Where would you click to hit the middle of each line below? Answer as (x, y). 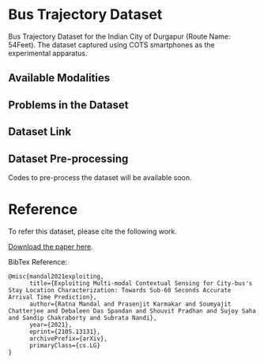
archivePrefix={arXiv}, (68, 338)
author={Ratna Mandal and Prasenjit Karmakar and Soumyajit (130, 304)
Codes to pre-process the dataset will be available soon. (100, 177)
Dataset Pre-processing (68, 158)
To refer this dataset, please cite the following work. (93, 231)
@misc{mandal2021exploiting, (56, 276)
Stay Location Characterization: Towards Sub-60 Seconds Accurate (120, 290)
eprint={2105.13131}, (65, 332)
